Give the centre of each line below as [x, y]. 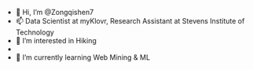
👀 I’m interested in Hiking [56, 41]
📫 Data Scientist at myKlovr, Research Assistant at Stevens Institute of [130, 21]
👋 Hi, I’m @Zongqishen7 [55, 12]
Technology [35, 32]
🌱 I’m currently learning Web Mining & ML [83, 57]
